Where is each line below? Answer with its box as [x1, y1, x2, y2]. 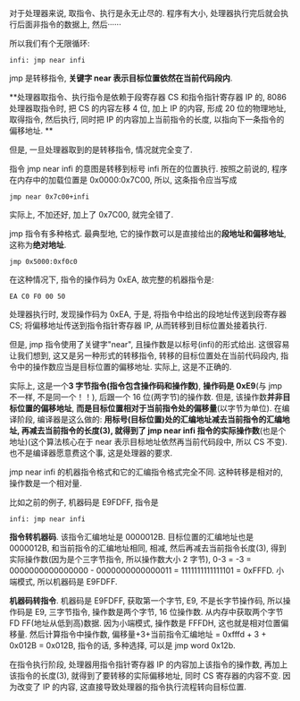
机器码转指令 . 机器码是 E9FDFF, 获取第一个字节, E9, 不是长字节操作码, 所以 [9, 595, 283, 606]
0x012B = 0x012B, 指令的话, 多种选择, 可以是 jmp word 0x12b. [9, 640, 237, 651]
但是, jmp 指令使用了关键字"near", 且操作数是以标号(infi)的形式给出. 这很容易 [9, 339, 290, 349]
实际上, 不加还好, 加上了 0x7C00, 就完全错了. [9, 209, 174, 219]
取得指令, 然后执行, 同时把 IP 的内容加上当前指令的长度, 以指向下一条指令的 [9, 115, 285, 124]
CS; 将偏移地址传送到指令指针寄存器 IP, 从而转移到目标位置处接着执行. [9, 321, 268, 330]
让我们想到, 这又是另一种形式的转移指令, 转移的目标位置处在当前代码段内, [9, 350, 279, 361]
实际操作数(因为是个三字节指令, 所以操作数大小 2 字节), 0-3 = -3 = [9, 554, 252, 564]
